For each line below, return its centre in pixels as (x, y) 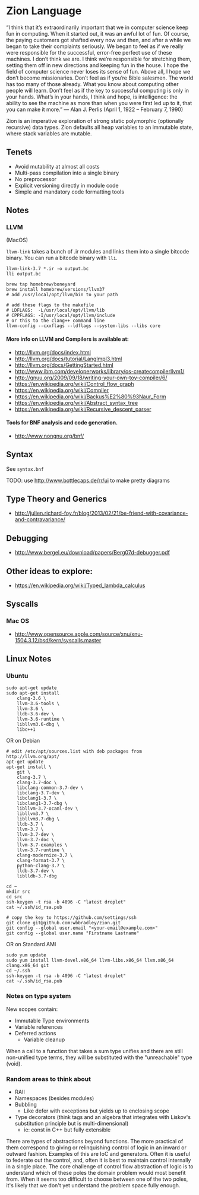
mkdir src (18, 892)
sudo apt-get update (32, 688)
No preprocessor (36, 179)
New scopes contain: (32, 1009)
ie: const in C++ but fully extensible (67, 1130)
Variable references (39, 1027)
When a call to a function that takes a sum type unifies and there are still (94, 1051)
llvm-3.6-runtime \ (41, 719)
